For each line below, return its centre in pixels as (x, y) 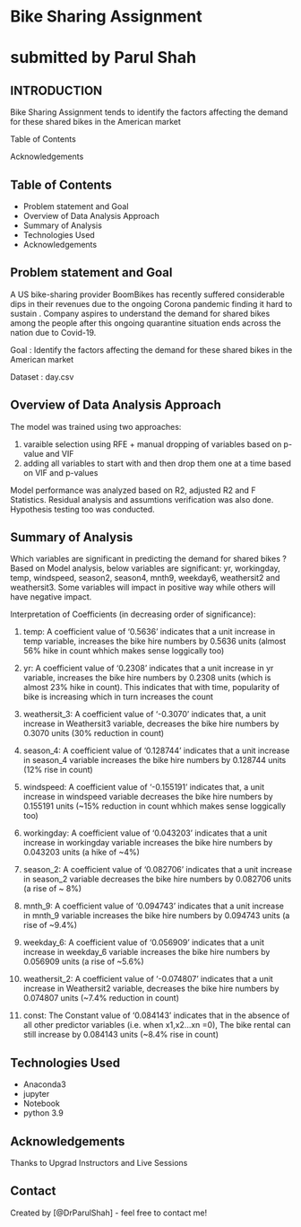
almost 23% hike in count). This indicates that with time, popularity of (151, 688)
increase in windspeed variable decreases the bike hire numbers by (148, 797)
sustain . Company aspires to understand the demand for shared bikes (140, 313)
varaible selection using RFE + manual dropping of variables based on (152, 444)
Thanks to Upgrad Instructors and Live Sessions (99, 1163)
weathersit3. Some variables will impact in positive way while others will (143, 587)
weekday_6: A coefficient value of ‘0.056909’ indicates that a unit (144, 942)
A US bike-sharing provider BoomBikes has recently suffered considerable (147, 294)
